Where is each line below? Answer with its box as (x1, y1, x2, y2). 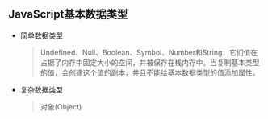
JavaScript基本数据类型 (8, 7, 128, 22)
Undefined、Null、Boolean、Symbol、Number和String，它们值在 (40, 47, 258, 57)
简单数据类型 (19, 31, 63, 40)
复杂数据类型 (19, 84, 63, 94)
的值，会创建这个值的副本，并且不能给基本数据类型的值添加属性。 (40, 68, 260, 77)
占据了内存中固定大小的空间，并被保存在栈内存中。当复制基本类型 (40, 57, 260, 67)
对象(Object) (40, 101, 82, 111)
